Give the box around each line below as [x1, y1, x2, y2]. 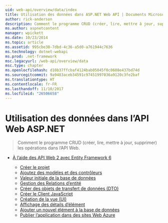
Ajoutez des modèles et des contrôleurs [19, 169, 102, 175]
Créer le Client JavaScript [19, 191, 73, 197]
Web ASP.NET [5, 123, 65, 134]
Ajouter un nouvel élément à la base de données [19, 207, 120, 213]
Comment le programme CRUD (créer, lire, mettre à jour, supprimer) [17, 139, 157, 145]
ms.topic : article [5, 40, 43, 45]
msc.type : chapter [5, 63, 43, 68]
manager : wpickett [5, 30, 43, 35]
